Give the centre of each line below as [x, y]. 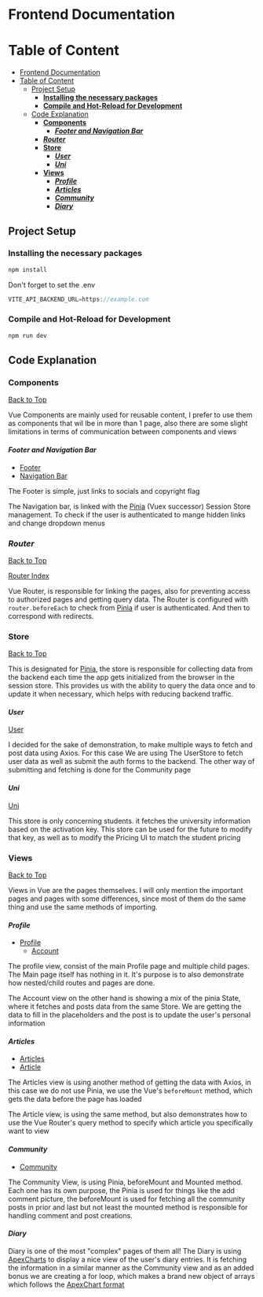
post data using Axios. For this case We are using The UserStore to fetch [126, 753]
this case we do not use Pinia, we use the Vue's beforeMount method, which [130, 1091]
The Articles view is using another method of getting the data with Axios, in [130, 1082]
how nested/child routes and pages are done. [82, 983]
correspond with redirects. [51, 616]
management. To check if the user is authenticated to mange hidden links [127, 514]
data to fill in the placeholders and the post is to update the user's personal [130, 1015]
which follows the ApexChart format [66, 1284]
